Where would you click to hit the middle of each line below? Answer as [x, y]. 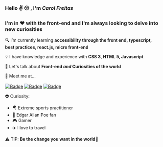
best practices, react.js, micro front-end [47, 47]
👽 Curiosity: [17, 96]
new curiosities [24, 29]
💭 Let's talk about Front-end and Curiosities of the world [63, 67]
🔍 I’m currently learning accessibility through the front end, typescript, [79, 40]
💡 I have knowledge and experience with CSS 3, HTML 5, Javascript [74, 57]
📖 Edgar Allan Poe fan [34, 115]
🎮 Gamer [22, 121]
